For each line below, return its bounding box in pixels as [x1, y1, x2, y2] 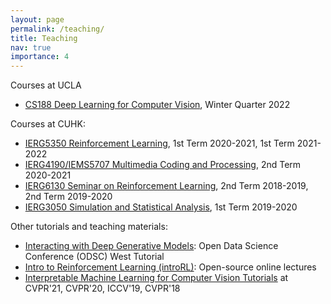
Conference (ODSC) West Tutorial [24, 251, 165, 263]
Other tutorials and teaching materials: [10, 221, 168, 233]
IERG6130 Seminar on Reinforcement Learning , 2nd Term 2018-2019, [24, 180, 309, 192]
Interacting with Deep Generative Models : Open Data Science [24, 240, 279, 252]
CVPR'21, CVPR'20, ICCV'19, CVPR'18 [24, 282, 181, 295]
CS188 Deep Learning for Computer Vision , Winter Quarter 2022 [24, 99, 291, 111]
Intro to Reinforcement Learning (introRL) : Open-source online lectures [24, 261, 317, 273]
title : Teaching [10, 33, 78, 43]
